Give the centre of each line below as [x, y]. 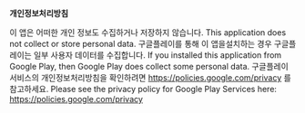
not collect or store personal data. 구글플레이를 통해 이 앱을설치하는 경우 [141, 44]
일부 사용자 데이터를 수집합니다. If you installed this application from [158, 55]
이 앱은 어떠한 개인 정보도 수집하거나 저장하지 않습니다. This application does [148, 33]
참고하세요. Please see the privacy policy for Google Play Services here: [143, 89]
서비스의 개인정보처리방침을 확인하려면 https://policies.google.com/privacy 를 [150, 78]
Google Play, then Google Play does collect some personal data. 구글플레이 [149, 66]
